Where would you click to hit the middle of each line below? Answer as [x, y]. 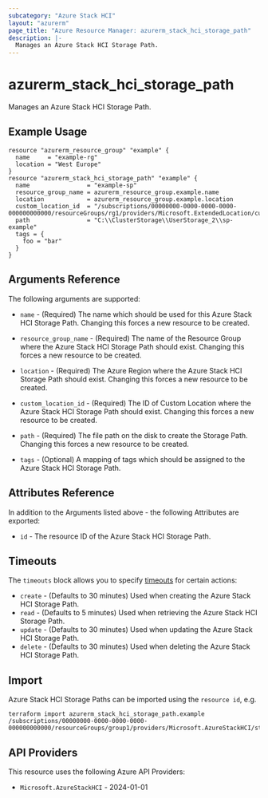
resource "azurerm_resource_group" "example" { [89, 150]
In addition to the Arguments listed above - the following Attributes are [124, 512]
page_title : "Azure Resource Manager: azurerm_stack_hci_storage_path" [130, 30]
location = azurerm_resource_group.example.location [124, 199]
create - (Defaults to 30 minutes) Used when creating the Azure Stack [135, 596]
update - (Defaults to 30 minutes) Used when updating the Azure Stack [136, 630]
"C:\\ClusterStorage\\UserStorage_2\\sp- [164, 220]
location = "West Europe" [59, 164]
